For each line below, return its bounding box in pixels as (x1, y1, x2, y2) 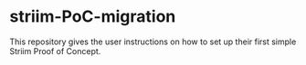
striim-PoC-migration (9, 6, 176, 27)
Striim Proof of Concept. (9, 45, 101, 56)
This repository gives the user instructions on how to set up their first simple (9, 36, 297, 47)
